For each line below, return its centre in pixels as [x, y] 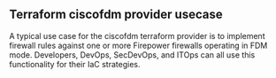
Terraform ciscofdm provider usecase [116, 15]
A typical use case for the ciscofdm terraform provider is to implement [137, 35]
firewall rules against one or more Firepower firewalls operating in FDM [138, 45]
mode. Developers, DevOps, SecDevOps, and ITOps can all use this [132, 55]
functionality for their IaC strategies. [75, 64]
